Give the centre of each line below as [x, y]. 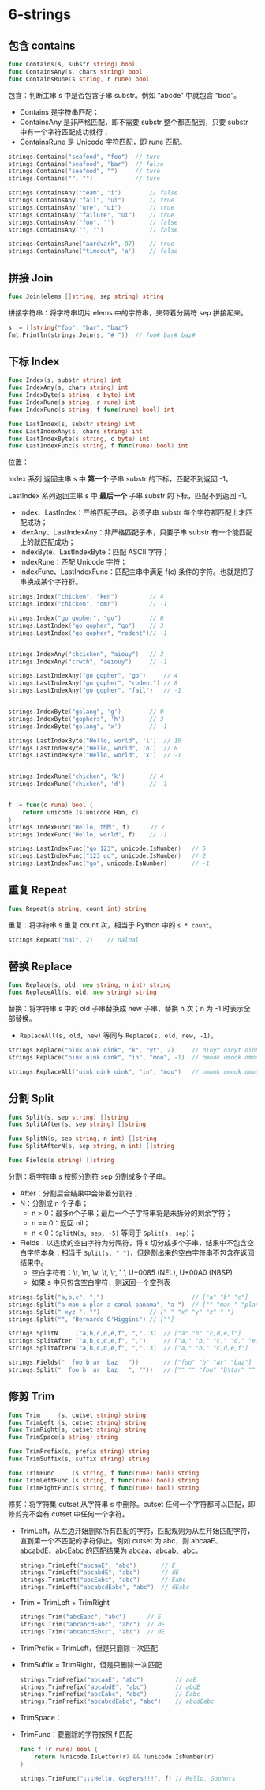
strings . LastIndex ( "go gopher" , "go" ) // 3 [86, 625]
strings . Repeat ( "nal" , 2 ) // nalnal [74, 940]
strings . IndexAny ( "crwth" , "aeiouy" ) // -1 [88, 662]
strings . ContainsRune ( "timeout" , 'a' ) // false [93, 251]
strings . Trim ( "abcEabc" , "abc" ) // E [90, 1617]
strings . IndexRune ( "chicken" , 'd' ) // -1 [88, 784]
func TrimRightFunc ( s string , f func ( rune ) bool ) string [104, 1488]
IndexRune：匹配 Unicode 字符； [73, 562]
